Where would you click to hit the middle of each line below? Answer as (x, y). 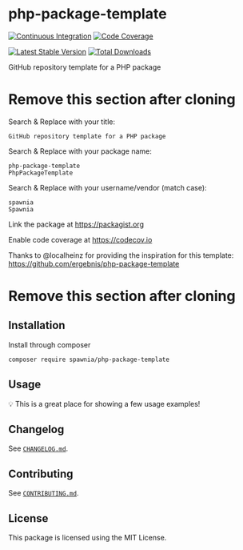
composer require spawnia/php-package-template (89, 359)
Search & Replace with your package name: (80, 151)
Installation (37, 325)
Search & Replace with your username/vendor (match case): (108, 187)
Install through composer (50, 344)
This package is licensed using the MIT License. (88, 538)
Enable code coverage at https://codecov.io (80, 239)
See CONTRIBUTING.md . (44, 493)
